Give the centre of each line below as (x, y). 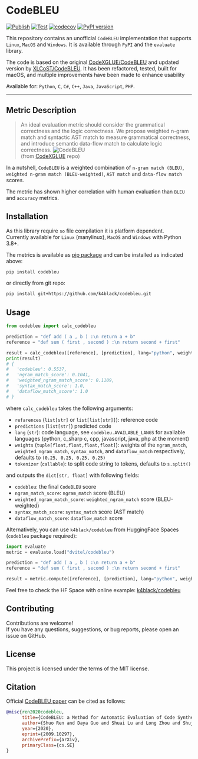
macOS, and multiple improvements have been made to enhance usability (95, 75)
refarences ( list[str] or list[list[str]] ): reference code (86, 419)
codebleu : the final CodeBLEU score (55, 486)
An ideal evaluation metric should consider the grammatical (93, 124)
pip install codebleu (33, 272)
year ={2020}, (38, 729)
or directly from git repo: (36, 283)
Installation (27, 217)
